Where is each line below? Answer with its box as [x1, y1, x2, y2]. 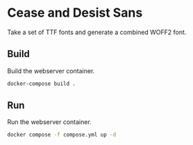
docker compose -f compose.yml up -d [7, 131, 117, 139]
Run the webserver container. [7, 118, 92, 126]
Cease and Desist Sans [7, 5, 143, 21]
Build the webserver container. [7, 66, 95, 75]
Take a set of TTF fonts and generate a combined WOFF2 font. [7, 28, 187, 36]
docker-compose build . [7, 80, 76, 87]
